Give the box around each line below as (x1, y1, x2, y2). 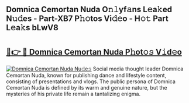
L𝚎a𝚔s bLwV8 (6, 23, 59, 33)
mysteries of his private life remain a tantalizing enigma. (6, 90, 141, 97)
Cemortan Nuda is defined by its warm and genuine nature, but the (6, 84, 167, 91)
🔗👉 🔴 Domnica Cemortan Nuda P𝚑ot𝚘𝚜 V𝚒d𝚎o (6, 47, 183, 57)
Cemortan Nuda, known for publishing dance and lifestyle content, (6, 72, 167, 79)
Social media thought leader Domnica (92, 65, 184, 72)
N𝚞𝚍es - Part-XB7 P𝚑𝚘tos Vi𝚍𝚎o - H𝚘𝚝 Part (6, 14, 169, 24)
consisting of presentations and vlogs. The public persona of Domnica (6, 78, 176, 85)
